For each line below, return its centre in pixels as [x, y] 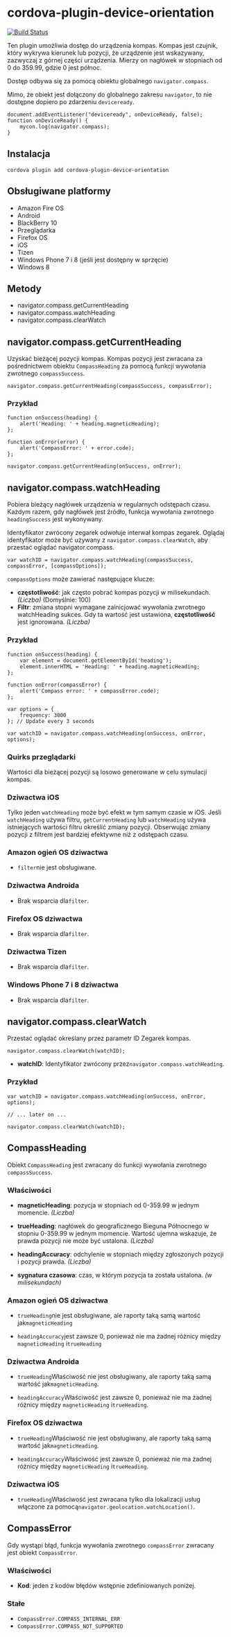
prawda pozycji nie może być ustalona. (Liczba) [85, 1241]
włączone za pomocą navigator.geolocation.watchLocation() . [106, 1507]
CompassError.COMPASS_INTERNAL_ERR [69, 1619]
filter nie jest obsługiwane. [57, 867]
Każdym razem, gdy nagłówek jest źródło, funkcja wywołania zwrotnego [111, 512]
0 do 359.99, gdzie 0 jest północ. [54, 67]
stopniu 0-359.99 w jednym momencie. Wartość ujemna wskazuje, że [117, 1233]
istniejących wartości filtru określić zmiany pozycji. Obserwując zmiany [109, 827]
